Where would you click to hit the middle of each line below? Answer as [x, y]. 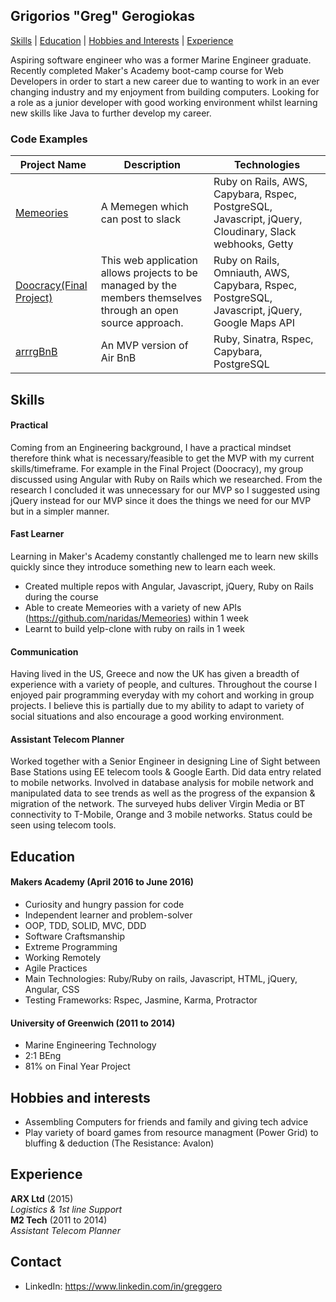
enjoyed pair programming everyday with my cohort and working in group [162, 695]
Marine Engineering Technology [90, 1045]
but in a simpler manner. [60, 511]
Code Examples [49, 139]
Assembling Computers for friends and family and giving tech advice [166, 1121]
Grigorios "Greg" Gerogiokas [103, 16]
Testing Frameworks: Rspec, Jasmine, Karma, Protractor [141, 1000]
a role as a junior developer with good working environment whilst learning [164, 102]
